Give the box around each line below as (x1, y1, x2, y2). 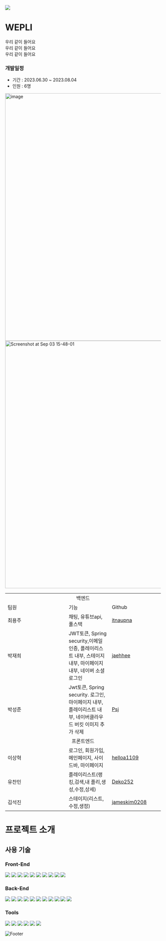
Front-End (5, 861, 30, 868)
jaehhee (112, 652, 131, 659)
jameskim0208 (112, 799, 147, 806)
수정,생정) (68, 803, 90, 810)
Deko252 (112, 778, 134, 785)
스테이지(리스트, (68, 795, 104, 802)
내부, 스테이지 (74, 652, 105, 659)
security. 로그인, (68, 692, 105, 698)
